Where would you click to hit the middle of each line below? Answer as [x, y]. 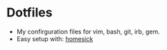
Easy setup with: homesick [55, 38]
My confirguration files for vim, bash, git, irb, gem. [88, 32]
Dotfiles [29, 13]
